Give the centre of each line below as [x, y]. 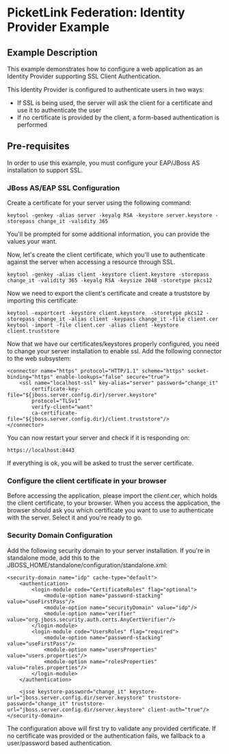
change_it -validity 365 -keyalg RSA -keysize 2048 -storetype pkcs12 [110, 281]
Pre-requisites [38, 146]
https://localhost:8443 [41, 451]
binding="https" [30, 377]
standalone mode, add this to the [54, 558]
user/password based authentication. [59, 743]
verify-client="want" [63, 407]
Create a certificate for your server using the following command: [99, 203]
